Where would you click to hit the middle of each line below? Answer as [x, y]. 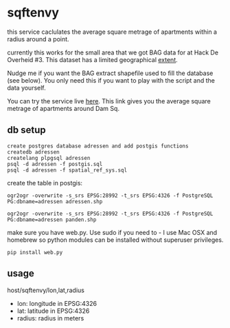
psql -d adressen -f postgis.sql [55, 164]
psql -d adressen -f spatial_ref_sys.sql [67, 170]
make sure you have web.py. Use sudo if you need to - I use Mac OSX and [112, 232]
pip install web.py [35, 252]
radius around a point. [38, 39]
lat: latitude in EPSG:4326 [53, 311]
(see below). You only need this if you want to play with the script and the [111, 80]
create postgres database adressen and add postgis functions [98, 146]
